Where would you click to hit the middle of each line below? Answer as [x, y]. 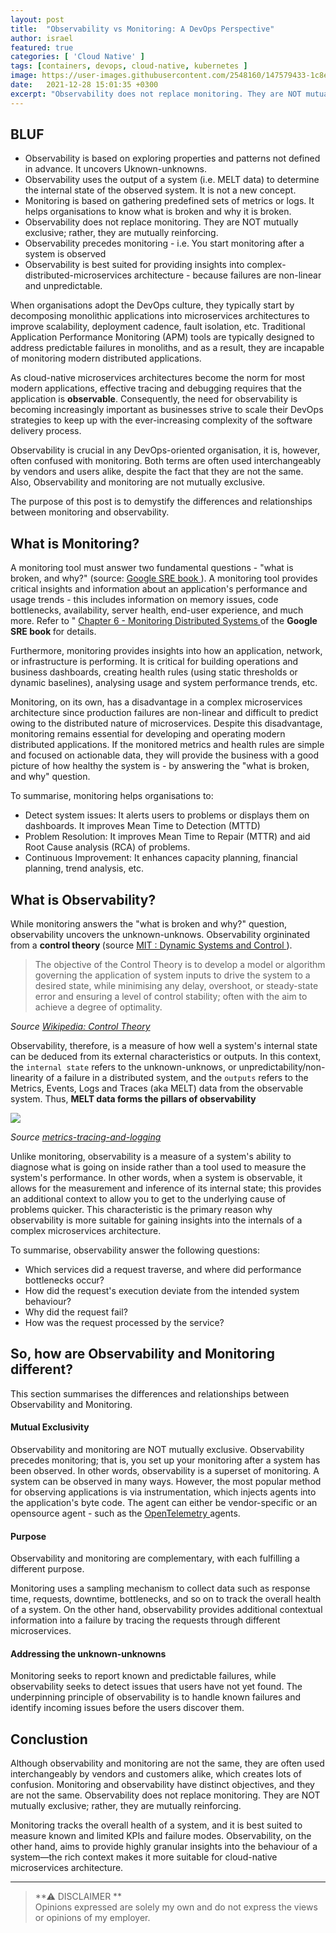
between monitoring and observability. [90, 512]
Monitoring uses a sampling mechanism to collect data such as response [160, 1588]
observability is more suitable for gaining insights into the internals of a [156, 1220]
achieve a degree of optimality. [98, 1007]
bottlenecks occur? [64, 1280]
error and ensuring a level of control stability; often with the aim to [171, 997]
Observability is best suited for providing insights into [134, 265]
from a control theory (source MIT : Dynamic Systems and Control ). [151, 945]
